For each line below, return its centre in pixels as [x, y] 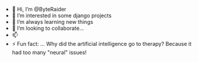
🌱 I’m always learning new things [52, 22]
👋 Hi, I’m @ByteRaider [39, 9]
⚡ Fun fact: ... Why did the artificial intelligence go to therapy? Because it [102, 44]
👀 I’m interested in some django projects [62, 15]
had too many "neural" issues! [49, 52]
